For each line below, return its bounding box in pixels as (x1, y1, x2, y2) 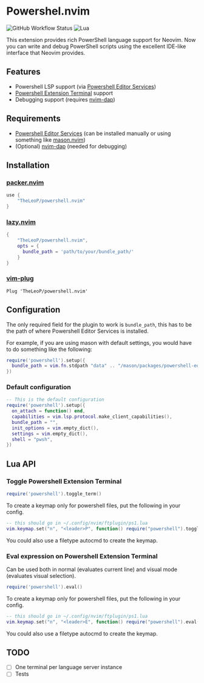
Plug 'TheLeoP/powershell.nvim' (6, 288, 88, 294)
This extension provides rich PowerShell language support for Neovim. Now (6, 36, 196, 43)
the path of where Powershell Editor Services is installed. (6, 327, 149, 335)
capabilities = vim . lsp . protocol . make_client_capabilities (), (12, 414, 172, 420)
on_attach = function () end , (12, 408, 86, 414)
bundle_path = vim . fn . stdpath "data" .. (12, 363, 115, 369)
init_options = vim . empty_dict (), (12, 425, 99, 431)
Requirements (6, 114, 61, 124)
